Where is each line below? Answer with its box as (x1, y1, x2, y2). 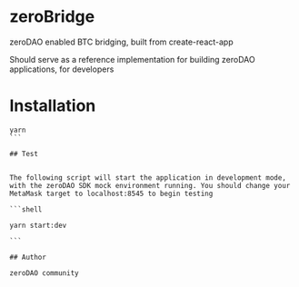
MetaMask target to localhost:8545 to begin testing (9, 189, 214, 198)
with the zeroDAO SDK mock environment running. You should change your (9, 181, 291, 190)
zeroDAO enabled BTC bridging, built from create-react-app (9, 36, 234, 47)
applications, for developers (9, 64, 115, 74)
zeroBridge (9, 6, 95, 27)
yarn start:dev (9, 221, 67, 230)
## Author (9, 252, 47, 262)
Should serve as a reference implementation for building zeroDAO (9, 54, 256, 64)
